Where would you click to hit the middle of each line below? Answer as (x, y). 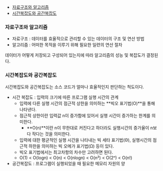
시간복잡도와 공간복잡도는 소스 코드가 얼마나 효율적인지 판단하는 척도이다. (75, 86)
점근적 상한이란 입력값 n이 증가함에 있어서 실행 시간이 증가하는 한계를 (85, 115)
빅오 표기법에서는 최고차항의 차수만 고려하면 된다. (66, 152)
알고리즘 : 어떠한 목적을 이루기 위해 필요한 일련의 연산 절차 (67, 45)
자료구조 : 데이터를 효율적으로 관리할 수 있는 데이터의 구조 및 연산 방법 (78, 39)
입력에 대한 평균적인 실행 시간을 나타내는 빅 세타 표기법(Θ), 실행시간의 (85, 140)
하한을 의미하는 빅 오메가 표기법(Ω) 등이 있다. (71, 146)
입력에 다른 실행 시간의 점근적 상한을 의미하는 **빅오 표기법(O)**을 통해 (87, 103)
